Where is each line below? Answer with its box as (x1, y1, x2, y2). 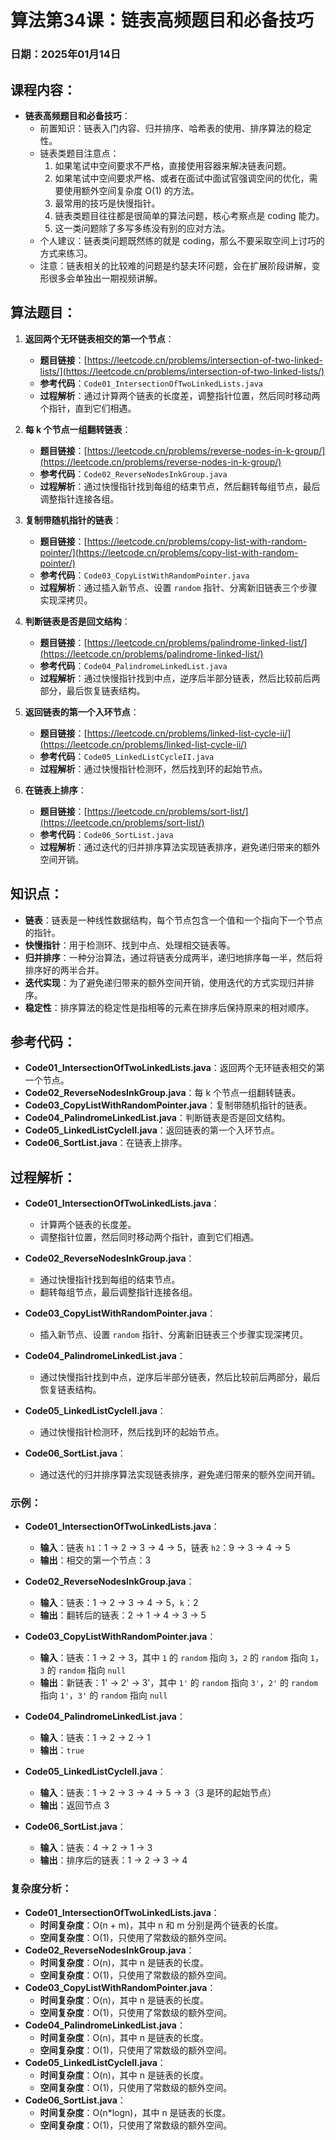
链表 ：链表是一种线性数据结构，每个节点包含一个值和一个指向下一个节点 (24, 914, 323, 926)
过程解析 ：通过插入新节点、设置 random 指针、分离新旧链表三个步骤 (39, 581, 318, 593)
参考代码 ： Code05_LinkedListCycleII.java (39, 750, 215, 762)
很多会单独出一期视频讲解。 (48, 272, 163, 284)
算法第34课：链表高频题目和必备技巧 (10, 9, 315, 32)
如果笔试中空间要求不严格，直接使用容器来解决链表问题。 (54, 159, 292, 171)
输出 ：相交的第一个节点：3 (39, 1554, 152, 1566)
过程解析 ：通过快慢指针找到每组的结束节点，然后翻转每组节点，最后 (39, 480, 321, 492)
